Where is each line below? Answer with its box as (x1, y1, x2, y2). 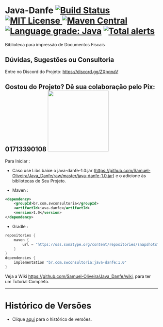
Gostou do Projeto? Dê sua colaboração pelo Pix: (5, 83, 155, 91)
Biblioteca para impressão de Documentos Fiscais (5, 41, 105, 47)
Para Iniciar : (5, 158, 30, 164)
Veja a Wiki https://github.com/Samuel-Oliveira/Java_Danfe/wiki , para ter (5, 273, 151, 279)
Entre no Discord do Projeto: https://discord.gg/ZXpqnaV (5, 69, 119, 74)
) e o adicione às (113, 173, 147, 179)
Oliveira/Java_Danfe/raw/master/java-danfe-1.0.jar (12, 173, 113, 179)
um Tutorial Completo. (5, 278, 49, 284)
